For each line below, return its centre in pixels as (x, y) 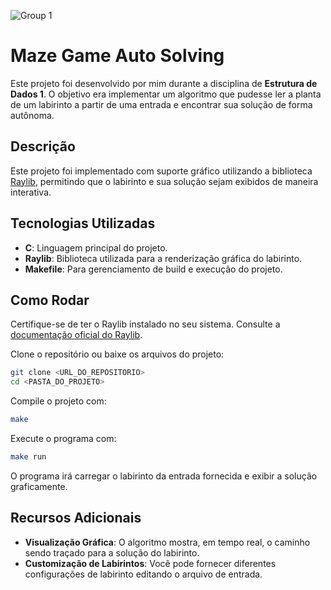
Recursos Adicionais (76, 518)
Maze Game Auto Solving (117, 56)
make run (28, 457)
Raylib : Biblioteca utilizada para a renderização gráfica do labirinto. (163, 258)
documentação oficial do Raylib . (76, 335)
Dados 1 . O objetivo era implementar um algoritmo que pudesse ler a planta (166, 94)
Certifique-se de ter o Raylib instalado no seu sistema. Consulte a (145, 324)
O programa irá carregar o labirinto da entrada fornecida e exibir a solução (164, 476)
